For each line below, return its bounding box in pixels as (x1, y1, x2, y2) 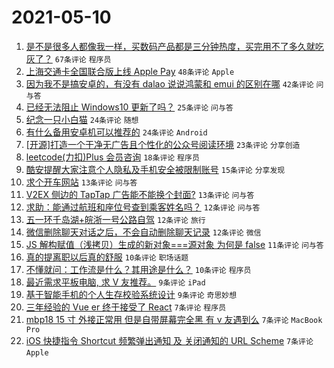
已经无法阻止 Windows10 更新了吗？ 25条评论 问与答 (25, 101, 234, 113)
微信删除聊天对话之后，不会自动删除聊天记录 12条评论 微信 (25, 226, 262, 238)
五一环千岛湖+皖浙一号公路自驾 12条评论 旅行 (25, 213, 206, 225)
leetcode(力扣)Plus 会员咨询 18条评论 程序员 (25, 151, 200, 163)
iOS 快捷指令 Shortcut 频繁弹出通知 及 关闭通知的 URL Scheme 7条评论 (25, 334, 314, 346)
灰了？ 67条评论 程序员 (25, 52, 112, 65)
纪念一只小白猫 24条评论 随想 (25, 113, 139, 125)
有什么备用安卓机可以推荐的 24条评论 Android (25, 126, 208, 138)
